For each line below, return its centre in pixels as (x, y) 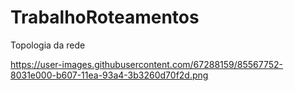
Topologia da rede (48, 45)
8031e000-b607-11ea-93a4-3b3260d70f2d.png (109, 75)
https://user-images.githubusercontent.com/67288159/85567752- (147, 64)
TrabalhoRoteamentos (105, 17)
